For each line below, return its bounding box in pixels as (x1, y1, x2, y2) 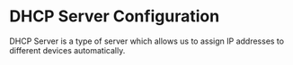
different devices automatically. (9, 45, 126, 55)
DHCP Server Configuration (9, 6, 220, 27)
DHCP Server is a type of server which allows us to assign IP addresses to (9, 36, 285, 46)
